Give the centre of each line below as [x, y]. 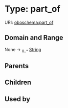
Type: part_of [33, 9]
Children [18, 82]
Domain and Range [34, 38]
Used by [17, 99]
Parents [17, 66]
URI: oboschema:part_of [29, 22]
